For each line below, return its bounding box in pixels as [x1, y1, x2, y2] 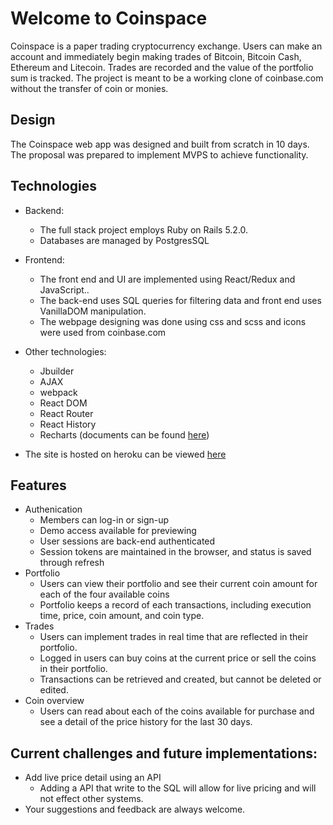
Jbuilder [39, 365, 75, 377]
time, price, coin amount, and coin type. [39, 610, 205, 622]
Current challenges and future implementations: [10, 745, 318, 762]
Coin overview [24, 695, 85, 707]
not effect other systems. [39, 793, 144, 805]
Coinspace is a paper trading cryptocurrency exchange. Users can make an [10, 40, 323, 52]
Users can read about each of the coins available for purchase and [39, 705, 315, 717]
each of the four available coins [39, 588, 170, 601]
